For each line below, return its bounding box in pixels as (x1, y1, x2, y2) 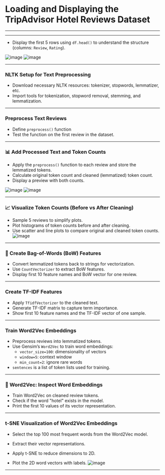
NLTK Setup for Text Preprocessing (5, 71, 91, 78)
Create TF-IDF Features (5, 288, 62, 295)
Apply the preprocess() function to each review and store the (12, 162, 137, 168)
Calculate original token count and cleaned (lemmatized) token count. (12, 172, 153, 178)
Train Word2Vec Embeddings (5, 327, 77, 334)
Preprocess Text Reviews (5, 115, 67, 122)
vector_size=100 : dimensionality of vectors (19, 349, 107, 355)
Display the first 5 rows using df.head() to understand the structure (12, 39, 149, 45)
